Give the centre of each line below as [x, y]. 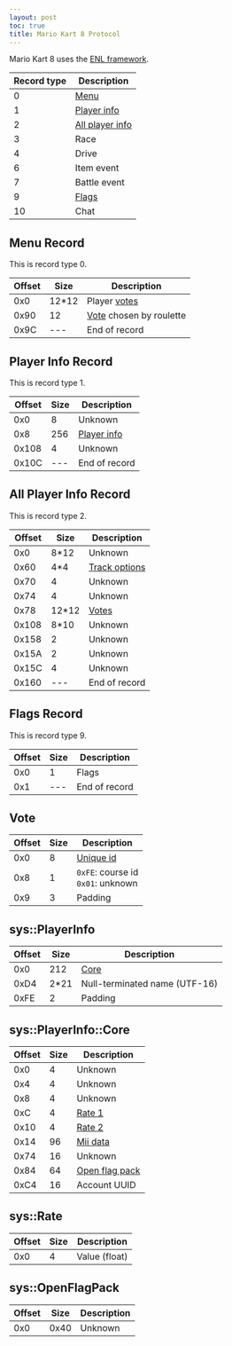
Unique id [97, 858]
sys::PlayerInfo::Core [70, 1030]
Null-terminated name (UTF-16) [150, 984]
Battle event [100, 183]
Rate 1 [90, 1113]
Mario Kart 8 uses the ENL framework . [79, 59]
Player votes [113, 301]
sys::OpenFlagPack [64, 1288]
